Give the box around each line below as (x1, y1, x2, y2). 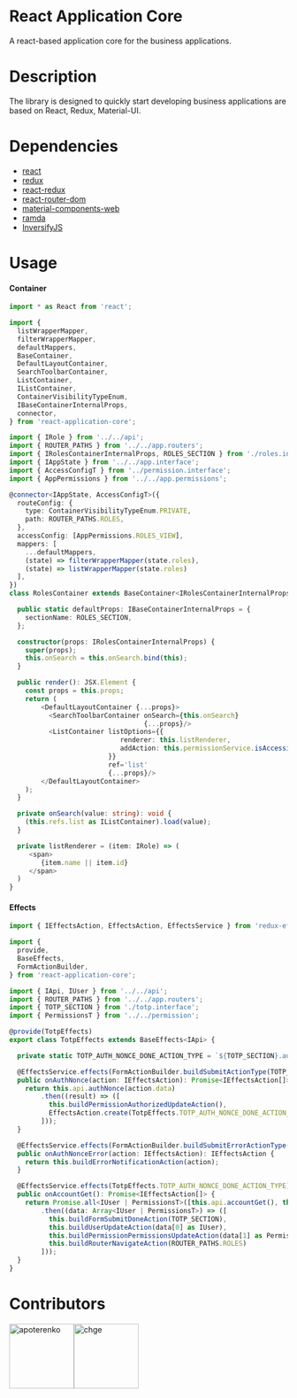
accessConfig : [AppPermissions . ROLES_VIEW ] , (17, 531, 184, 541)
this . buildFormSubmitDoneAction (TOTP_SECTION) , (48, 1215, 227, 1224)
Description (9, 66, 97, 87)
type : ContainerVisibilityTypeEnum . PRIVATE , (25, 506, 192, 515)
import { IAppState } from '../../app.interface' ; (9, 458, 200, 467)
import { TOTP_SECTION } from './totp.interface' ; (9, 1003, 200, 1012)
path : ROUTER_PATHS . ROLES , (25, 515, 125, 524)
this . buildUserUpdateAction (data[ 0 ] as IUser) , (48, 1223, 227, 1232)
